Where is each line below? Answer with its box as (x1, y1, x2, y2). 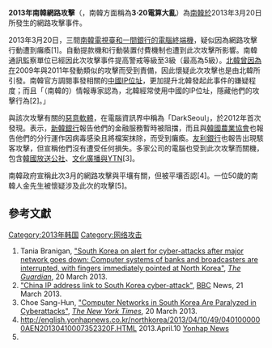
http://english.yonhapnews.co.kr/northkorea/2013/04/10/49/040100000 (19, 315, 261, 325)
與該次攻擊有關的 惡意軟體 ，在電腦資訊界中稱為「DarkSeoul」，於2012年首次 (8, 113, 261, 122)
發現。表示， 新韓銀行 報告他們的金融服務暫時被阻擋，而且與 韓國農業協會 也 (8, 123, 257, 133)
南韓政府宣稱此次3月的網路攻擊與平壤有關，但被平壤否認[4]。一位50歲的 (8, 171, 252, 180)
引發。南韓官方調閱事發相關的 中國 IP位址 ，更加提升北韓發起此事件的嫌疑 (8, 76, 249, 85)
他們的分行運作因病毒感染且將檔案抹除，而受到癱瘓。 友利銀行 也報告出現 (15, 134, 257, 142)
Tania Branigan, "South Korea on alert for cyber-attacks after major (19, 246, 244, 256)
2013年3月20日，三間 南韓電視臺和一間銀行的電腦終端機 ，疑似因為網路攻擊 (8, 36, 257, 45)
